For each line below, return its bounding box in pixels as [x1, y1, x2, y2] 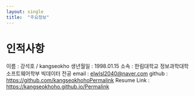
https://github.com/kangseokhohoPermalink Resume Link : [6, 77, 150, 84]
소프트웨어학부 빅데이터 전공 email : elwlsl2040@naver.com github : [6, 70, 168, 78]
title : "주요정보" [6, 14, 49, 20]
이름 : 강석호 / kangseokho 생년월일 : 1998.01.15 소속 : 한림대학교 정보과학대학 [6, 63, 189, 70]
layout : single [6, 8, 44, 15]
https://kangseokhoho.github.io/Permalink [6, 83, 109, 90]
